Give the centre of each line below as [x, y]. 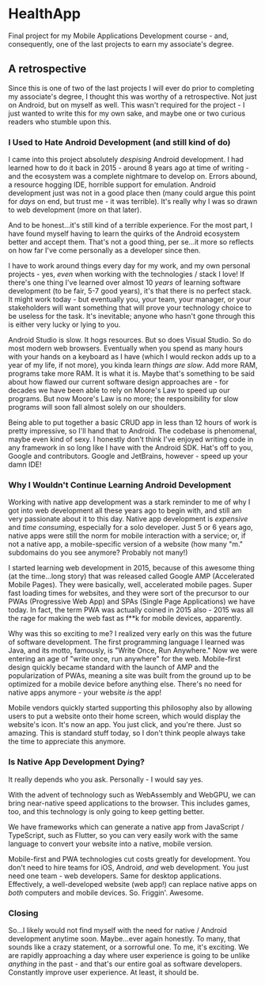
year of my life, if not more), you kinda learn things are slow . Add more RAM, [133, 366]
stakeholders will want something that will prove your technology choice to [130, 308]
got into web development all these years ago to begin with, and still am [125, 510]
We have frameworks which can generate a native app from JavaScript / [126, 827]
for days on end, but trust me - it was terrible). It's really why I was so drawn [133, 202]
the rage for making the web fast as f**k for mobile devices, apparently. [125, 619]
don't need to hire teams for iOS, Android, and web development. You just [129, 867]
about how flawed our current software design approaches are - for [119, 382]
